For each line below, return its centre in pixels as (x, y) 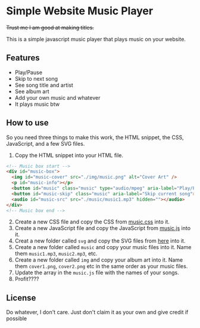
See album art (32, 91)
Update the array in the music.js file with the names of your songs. (97, 272)
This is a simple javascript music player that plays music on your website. (96, 39)
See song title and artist (44, 85)
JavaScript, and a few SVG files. (46, 143)
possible (17, 318)
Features (23, 58)
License (21, 298)
